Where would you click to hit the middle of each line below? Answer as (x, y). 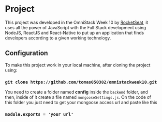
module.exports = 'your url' (39, 114)
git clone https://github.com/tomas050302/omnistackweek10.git (81, 82)
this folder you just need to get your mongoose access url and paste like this (81, 103)
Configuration (27, 53)
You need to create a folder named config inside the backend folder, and (77, 92)
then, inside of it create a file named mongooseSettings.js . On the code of (78, 97)
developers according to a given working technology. (58, 38)
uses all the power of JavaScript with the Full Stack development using (75, 27)
